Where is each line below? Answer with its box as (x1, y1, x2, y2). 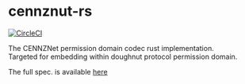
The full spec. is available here (8, 67, 109, 76)
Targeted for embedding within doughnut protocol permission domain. (8, 52, 238, 61)
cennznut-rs (8, 2, 93, 20)
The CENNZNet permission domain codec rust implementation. (8, 43, 214, 53)
